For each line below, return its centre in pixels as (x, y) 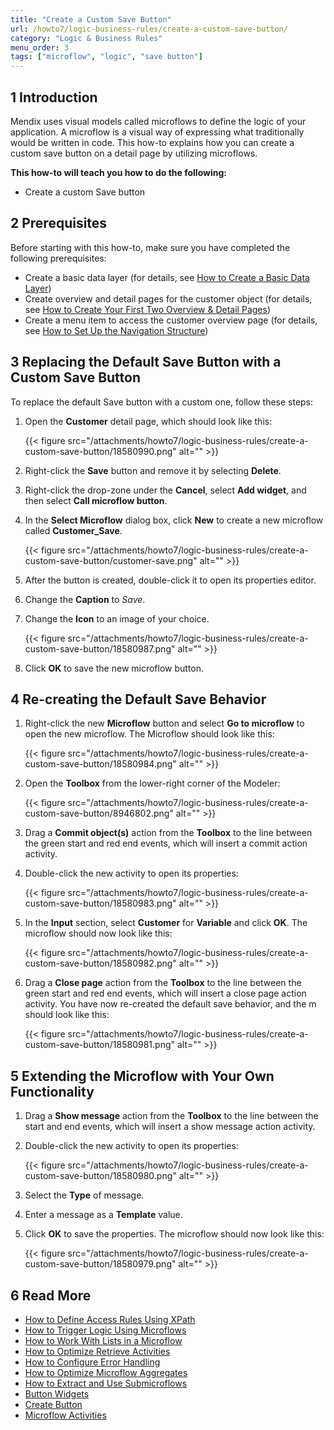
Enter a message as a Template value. (103, 1215)
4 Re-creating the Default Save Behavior (138, 699)
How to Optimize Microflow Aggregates (106, 1372)
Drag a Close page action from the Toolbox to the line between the (163, 983)
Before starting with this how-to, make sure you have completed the (150, 247)
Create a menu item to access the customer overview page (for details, (171, 320)
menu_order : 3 (40, 47)
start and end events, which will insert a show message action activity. (170, 1127)
